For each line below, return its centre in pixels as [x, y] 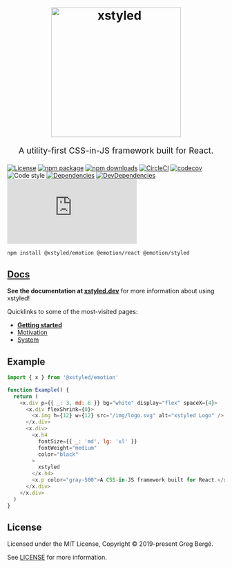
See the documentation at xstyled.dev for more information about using [111, 291]
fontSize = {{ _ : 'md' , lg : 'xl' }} [87, 441]
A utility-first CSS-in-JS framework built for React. [116, 151]
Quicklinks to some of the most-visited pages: [72, 312]
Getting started [39, 325]
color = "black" [58, 454]
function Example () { [38, 390]
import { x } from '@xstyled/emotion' [63, 378]
